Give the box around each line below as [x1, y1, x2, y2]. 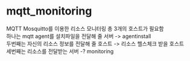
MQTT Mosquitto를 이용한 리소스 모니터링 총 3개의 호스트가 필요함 [6, 25, 164, 32]
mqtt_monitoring [6, 4, 92, 18]
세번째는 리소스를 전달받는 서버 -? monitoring [6, 47, 114, 55]
